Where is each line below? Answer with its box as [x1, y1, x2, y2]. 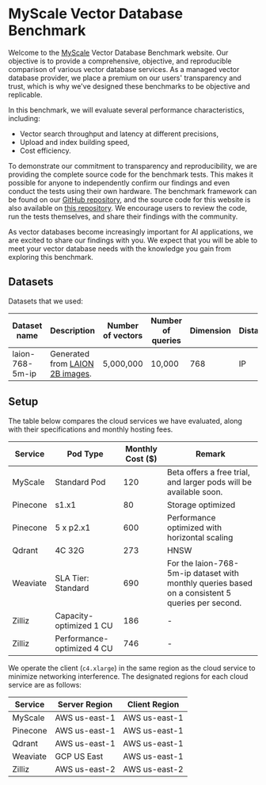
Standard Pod [55, 476, 106, 487]
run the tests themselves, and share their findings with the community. [8, 211, 238, 221]
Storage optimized [167, 499, 236, 510]
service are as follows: [8, 680, 82, 689]
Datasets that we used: [8, 296, 83, 306]
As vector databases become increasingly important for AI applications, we [8, 227, 253, 236]
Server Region [57, 699, 113, 710]
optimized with [167, 522, 222, 533]
